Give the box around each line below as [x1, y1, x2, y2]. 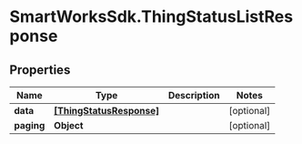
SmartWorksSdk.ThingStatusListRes [9, 6, 294, 27]
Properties [9, 62, 71, 77]
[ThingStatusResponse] [54, 105, 160, 117]
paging [14, 119, 45, 131]
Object [54, 119, 84, 131]
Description [167, 89, 220, 101]
